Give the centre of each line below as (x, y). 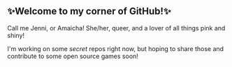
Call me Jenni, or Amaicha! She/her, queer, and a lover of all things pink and (116, 28)
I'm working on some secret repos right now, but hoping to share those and (116, 48)
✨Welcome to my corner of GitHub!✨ (89, 11)
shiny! (16, 35)
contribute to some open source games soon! (73, 56)
